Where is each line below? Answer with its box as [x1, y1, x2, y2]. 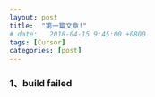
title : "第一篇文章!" [9, 21, 88, 30]
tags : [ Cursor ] [9, 37, 66, 47]
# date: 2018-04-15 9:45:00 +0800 [9, 29, 146, 38]
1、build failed [9, 77, 73, 90]
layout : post [9, 12, 58, 22]
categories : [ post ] [9, 46, 82, 55]
